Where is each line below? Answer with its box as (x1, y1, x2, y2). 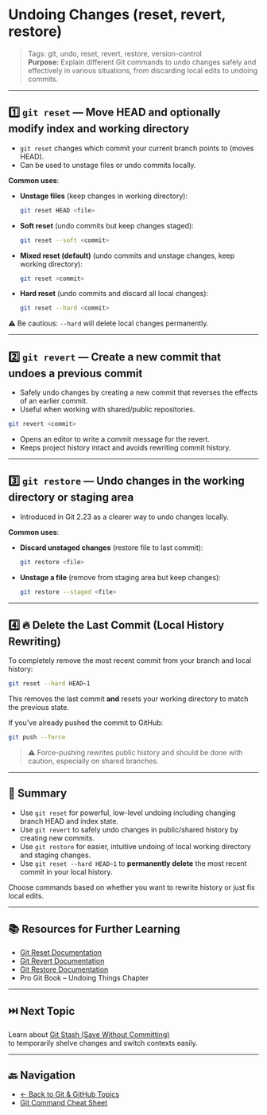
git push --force (8, 734, 66, 742)
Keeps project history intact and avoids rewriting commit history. (19, 442, 231, 452)
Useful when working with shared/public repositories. (19, 404, 195, 415)
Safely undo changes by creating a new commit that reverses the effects (19, 388, 258, 397)
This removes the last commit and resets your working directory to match (8, 694, 249, 704)
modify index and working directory (8, 122, 189, 136)
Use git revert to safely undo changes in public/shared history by (19, 825, 238, 834)
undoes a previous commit (8, 366, 143, 380)
